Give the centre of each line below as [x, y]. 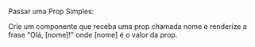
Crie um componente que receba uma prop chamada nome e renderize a [128, 26]
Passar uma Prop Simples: [51, 11]
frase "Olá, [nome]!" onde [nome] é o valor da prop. [93, 35]
